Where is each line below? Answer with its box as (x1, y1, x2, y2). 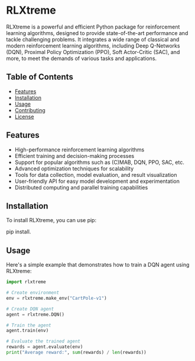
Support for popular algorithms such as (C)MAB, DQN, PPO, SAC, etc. (14, 159, 184, 166)
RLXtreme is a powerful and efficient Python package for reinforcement (6, 23, 180, 30)
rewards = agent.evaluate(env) (6, 344, 83, 350)
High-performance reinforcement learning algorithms (14, 146, 145, 153)
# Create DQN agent (6, 306, 54, 312)
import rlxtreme (6, 279, 46, 285)
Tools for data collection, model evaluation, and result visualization (14, 171, 177, 178)
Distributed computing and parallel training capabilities (14, 183, 148, 191)
